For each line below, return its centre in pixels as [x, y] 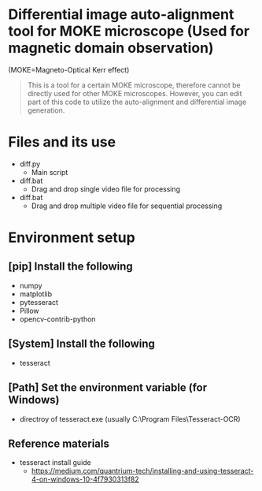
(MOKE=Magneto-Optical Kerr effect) [69, 69]
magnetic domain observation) [111, 48]
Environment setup [72, 238]
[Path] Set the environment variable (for [108, 388]
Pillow [29, 311]
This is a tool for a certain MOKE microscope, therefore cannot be [134, 85]
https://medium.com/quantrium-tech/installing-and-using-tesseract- [142, 471]
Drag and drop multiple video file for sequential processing [127, 206]
